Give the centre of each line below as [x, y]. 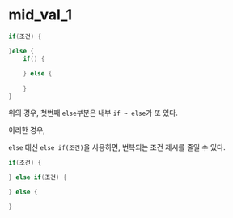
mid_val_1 [40, 15]
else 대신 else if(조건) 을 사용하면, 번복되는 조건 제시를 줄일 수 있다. [117, 147]
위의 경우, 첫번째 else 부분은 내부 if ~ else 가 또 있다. [93, 113]
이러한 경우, [27, 130]
